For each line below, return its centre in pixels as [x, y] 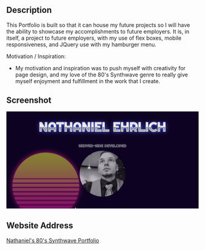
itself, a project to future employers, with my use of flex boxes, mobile [94, 38]
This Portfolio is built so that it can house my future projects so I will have [98, 25]
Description [29, 10]
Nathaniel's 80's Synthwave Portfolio [53, 240]
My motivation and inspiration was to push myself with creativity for [100, 68]
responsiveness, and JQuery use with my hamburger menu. [81, 44]
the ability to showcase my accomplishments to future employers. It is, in [98, 31]
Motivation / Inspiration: [36, 56]
